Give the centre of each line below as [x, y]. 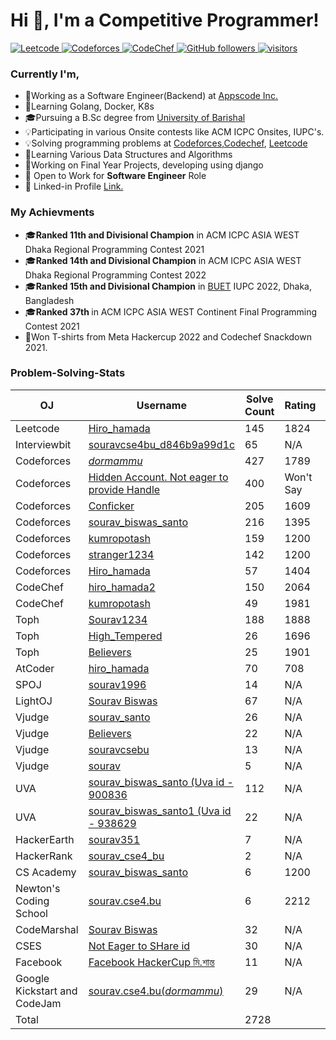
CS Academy [46, 872]
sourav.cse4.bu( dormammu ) [156, 991]
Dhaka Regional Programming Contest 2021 [114, 249]
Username [161, 405]
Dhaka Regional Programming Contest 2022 [115, 275]
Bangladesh [49, 300]
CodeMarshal [47, 929]
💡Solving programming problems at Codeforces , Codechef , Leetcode [166, 143]
